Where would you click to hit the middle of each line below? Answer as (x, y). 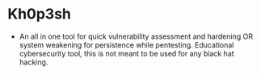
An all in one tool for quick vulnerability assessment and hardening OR (136, 36)
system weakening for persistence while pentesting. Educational (126, 44)
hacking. (34, 62)
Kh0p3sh (40, 14)
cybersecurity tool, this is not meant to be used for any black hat (127, 53)
